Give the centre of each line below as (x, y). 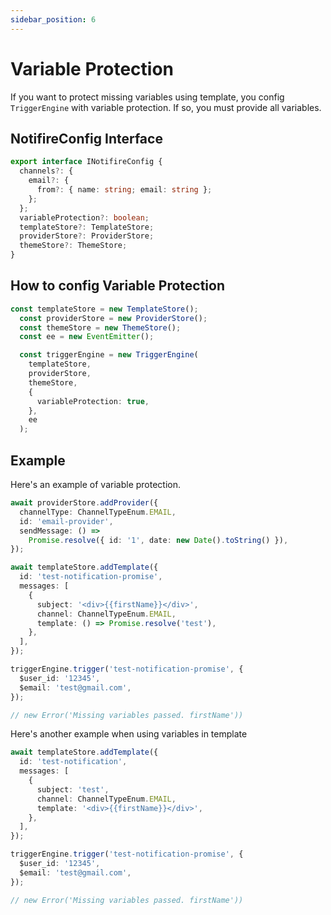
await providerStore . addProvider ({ (84, 503)
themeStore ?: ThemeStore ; (73, 246)
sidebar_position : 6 (53, 19)
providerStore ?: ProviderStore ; (87, 236)
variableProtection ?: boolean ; (84, 217)
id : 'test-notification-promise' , (91, 577)
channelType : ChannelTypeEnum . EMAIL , (98, 512)
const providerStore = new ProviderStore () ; (113, 318)
